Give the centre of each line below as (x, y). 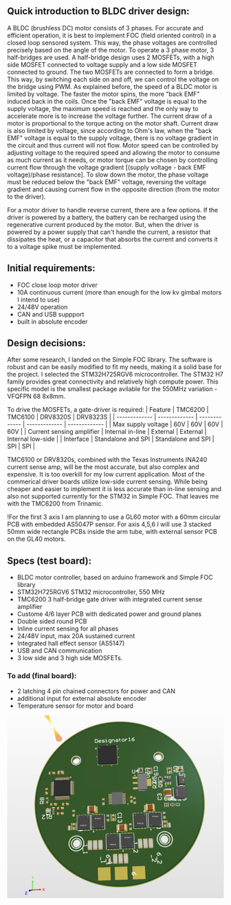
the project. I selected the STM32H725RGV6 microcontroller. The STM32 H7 (115, 375)
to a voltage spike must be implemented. (65, 246)
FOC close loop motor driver (57, 285)
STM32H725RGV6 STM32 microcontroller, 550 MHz (91, 592)
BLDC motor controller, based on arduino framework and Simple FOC (115, 577)
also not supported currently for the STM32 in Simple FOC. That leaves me (113, 497)
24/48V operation (42, 307)
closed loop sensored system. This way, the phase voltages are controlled (112, 42)
